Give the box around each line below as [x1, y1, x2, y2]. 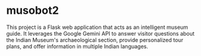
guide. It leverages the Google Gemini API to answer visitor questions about [6, 30, 195, 37]
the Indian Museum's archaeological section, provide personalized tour [6, 36, 183, 43]
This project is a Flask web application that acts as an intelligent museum [6, 23, 189, 31]
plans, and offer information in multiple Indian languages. [6, 43, 148, 50]
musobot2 [6, 4, 59, 17]
